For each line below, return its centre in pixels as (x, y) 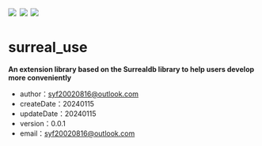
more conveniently (40, 78)
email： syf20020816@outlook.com (77, 133)
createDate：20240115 (57, 104)
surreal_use (48, 48)
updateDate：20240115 (58, 114)
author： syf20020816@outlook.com (79, 94)
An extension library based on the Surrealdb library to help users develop (131, 69)
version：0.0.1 (42, 124)
